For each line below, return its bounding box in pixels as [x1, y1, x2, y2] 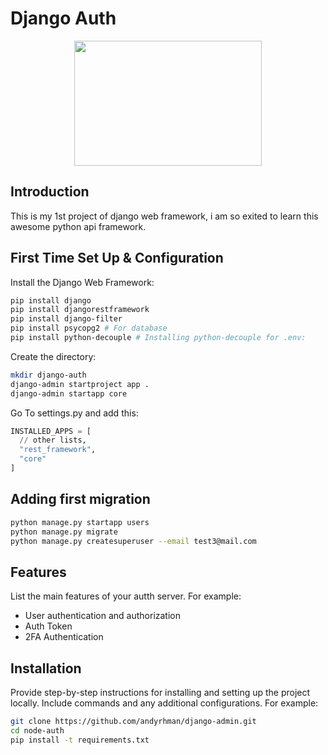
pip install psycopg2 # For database [10, 323, 168, 334]
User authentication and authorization [24, 610, 182, 622]
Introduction [10, 183, 90, 201]
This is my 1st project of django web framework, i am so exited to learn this [10, 210, 319, 222]
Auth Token [24, 620, 73, 632]
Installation [10, 660, 82, 677]
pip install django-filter [10, 314, 123, 324]
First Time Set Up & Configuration [10, 250, 224, 267]
